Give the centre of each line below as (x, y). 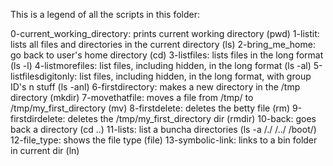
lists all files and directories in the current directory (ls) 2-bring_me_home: (163, 44)
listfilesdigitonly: (44, 76)
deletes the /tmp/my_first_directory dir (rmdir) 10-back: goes (192, 118)
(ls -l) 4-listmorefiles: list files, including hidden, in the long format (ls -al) (161, 65)
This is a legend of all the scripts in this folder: (105, 14)
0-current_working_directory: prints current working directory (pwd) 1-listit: (165, 33)
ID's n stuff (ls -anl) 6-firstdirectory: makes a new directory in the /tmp (155, 87)
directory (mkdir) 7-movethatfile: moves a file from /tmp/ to (132, 97)
